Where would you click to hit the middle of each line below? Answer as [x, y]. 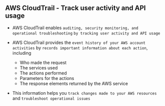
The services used [39, 68]
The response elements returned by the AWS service [74, 83]
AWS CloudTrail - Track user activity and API [76, 8]
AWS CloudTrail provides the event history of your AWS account [79, 42]
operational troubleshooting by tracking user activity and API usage [86, 33]
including [22, 53]
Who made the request [43, 62]
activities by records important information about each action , [80, 48]
